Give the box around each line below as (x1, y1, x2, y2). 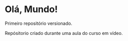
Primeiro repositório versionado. (5, 20, 72, 26)
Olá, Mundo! (5, 4, 58, 15)
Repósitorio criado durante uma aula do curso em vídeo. (5, 30, 123, 36)
